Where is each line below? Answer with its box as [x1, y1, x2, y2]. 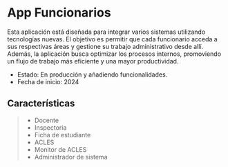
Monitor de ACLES [34, 145, 87, 153]
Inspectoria [34, 123, 67, 132]
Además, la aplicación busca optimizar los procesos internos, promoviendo [7, 50, 222, 58]
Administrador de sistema [34, 153, 108, 161]
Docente [34, 116, 59, 124]
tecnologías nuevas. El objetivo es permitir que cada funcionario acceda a [7, 35, 218, 43]
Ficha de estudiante [34, 130, 91, 139]
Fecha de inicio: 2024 [17, 77, 79, 86]
